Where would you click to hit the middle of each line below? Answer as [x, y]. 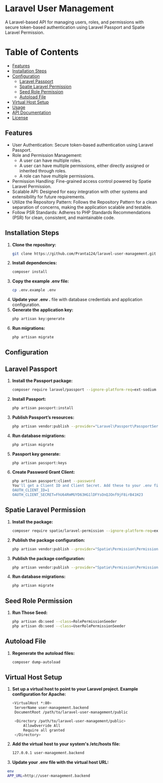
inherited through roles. [43, 171]
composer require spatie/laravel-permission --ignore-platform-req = [83, 531]
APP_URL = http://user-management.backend [49, 776]
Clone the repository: [34, 244]
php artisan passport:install [43, 408]
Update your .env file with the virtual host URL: [60, 762]
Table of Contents [42, 52]
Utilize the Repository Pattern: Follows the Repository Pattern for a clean [84, 202]
